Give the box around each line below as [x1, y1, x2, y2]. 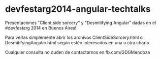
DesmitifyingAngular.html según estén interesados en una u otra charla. [5, 39, 151, 45]
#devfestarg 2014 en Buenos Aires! [5, 25, 77, 30]
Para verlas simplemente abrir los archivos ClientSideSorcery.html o [5, 34, 143, 40]
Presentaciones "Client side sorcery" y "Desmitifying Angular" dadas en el [5, 20, 156, 26]
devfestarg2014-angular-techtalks [5, 3, 151, 15]
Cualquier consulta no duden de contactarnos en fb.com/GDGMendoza [5, 49, 150, 55]
